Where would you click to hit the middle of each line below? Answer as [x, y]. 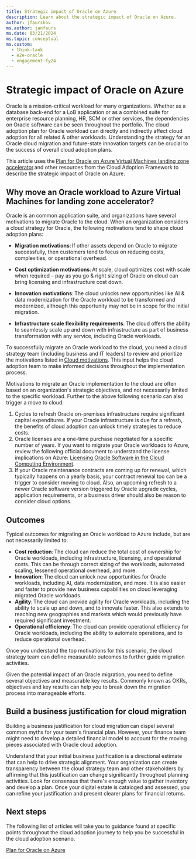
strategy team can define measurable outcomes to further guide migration [96, 657]
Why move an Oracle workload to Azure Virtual [94, 192]
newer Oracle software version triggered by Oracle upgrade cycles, [96, 489]
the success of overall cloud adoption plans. [59, 150]
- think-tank [27, 50]
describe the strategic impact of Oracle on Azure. [66, 173]
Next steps [26, 812]
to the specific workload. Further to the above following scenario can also [95, 396]
